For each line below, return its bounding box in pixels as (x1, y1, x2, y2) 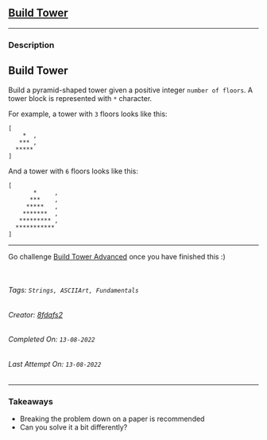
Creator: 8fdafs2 (8, 310, 64, 319)
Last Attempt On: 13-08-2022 (8, 359, 102, 368)
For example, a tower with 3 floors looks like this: (8, 109, 168, 119)
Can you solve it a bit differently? (19, 422, 128, 432)
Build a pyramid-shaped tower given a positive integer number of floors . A (8, 85, 253, 95)
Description (8, 39, 55, 50)
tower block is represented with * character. (8, 93, 153, 103)
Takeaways (8, 395, 53, 407)
